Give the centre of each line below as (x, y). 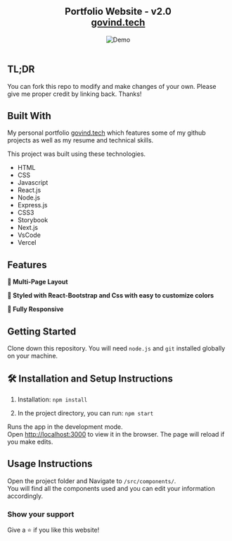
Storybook (33, 220)
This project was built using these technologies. (77, 154)
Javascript (33, 183)
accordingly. (25, 496)
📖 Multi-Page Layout (38, 282)
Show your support (41, 514)
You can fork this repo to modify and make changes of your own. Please (112, 86)
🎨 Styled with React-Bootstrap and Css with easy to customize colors (111, 296)
